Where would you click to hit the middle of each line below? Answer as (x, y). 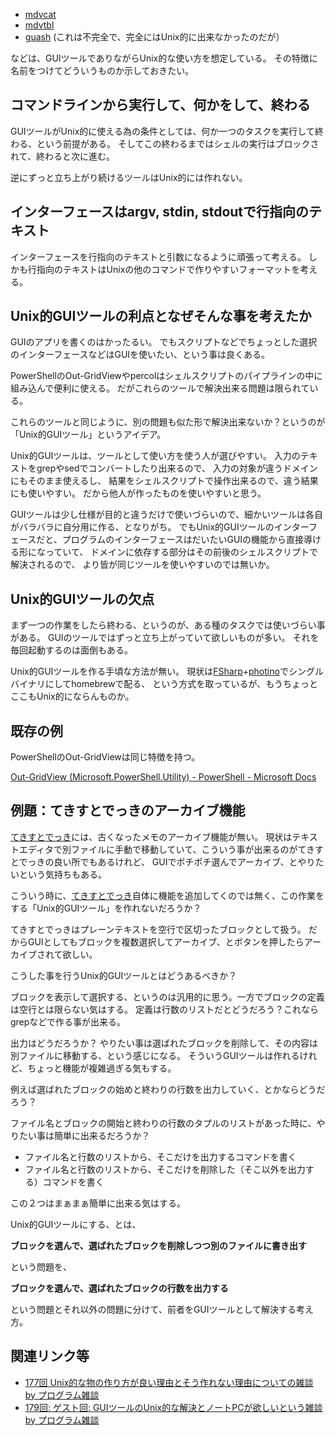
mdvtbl (39, 25)
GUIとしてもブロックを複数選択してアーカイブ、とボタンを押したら (166, 941)
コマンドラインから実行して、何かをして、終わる (160, 105)
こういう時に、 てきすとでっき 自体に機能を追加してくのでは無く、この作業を (167, 895)
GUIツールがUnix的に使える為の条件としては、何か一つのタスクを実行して (162, 131)
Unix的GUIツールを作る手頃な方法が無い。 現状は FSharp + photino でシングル (167, 671)
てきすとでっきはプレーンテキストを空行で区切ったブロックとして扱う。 (158, 929)
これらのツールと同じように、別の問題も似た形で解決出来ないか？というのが (168, 422)
